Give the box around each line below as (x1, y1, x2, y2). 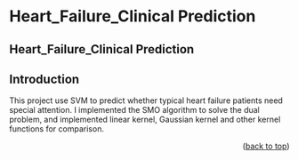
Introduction (9, 71, 80, 86)
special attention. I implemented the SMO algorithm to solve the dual (9, 105, 261, 116)
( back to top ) (242, 140, 290, 152)
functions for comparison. (9, 124, 105, 134)
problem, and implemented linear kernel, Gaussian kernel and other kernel (9, 114, 281, 125)
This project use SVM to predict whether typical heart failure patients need (9, 95, 283, 106)
